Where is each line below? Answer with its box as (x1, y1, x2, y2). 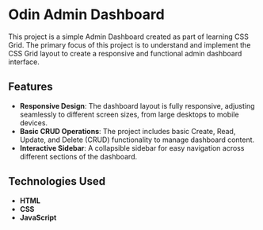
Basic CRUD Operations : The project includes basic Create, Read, (19, 126, 236, 136)
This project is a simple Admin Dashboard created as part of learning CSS (8, 32, 250, 41)
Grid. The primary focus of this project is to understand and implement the (8, 40, 251, 49)
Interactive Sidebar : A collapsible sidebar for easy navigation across (19, 143, 245, 152)
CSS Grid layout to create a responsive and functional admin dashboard (8, 48, 242, 58)
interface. (8, 57, 40, 67)
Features (8, 80, 53, 94)
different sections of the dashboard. (19, 151, 138, 161)
